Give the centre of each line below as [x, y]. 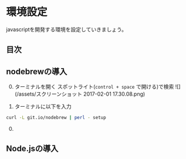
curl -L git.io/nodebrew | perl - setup [56, 118]
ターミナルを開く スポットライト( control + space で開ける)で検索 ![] [97, 87]
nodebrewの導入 [37, 71]
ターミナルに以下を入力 [43, 107]
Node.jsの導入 [32, 149]
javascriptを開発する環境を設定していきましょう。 [67, 29]
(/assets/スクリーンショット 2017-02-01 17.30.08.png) [80, 94]
